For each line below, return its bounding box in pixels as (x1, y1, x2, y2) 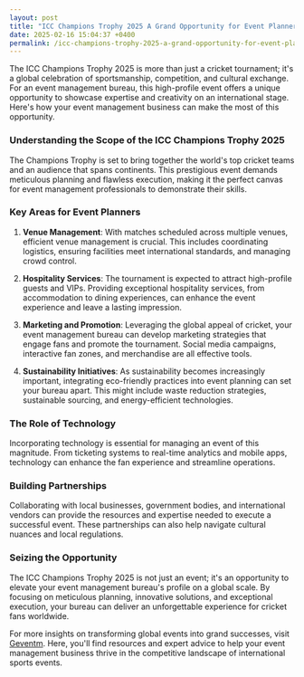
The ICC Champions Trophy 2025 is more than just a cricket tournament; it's (9, 63, 294, 74)
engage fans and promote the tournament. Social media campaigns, (22, 338, 277, 349)
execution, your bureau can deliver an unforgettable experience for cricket (9, 601, 288, 612)
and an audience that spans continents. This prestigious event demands (9, 164, 278, 175)
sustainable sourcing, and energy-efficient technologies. (22, 395, 233, 405)
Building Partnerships (9, 480, 107, 492)
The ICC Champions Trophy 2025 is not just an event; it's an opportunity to (9, 572, 290, 583)
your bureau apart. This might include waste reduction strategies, (22, 385, 267, 396)
